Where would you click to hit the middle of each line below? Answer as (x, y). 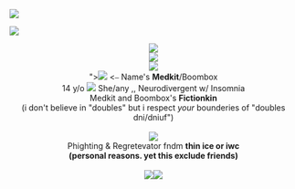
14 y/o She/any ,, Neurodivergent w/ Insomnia (153, 88)
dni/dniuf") (153, 117)
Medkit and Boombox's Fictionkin (153, 98)
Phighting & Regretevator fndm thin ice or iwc (153, 146)
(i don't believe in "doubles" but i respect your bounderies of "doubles (153, 108)
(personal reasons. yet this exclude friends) (153, 156)
